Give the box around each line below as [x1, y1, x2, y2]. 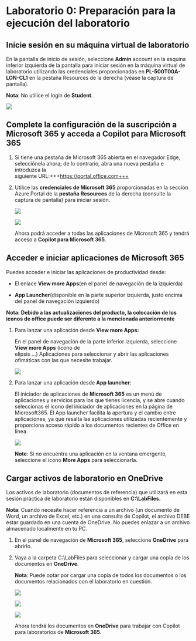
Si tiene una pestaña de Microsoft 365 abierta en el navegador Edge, [14, 154, 181, 161]
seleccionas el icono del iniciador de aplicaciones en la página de [14, 403, 173, 410]
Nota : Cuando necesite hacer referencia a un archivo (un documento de [6, 507, 180, 514]
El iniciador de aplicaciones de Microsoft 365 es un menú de [14, 390, 162, 397]
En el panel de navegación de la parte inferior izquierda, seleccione [14, 338, 177, 345]
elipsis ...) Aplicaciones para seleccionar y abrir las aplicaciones [14, 350, 169, 357]
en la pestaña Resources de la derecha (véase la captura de [29, 75, 174, 81]
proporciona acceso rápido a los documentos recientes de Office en [14, 421, 180, 429]
